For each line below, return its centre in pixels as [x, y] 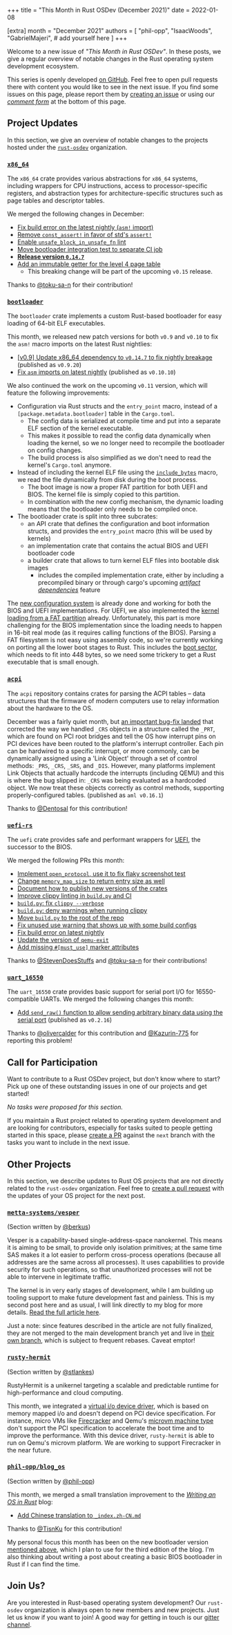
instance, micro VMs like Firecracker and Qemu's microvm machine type [110, 1421]
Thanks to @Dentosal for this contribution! [67, 808]
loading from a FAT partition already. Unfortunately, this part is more [104, 618]
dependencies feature [69, 590]
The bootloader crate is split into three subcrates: [87, 516]
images [38, 568]
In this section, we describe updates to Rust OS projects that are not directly [116, 1181]
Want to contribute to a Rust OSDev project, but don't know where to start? [114, 1079]
